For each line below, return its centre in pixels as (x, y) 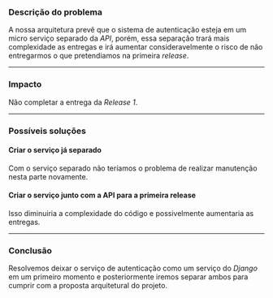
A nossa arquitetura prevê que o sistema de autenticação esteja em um (128, 30)
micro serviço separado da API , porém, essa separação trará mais (119, 38)
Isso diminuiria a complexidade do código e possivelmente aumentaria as (131, 213)
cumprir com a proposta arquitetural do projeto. (88, 286)
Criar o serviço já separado (55, 150)
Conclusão (30, 250)
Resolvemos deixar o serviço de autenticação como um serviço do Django (133, 268)
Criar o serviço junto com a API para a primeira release (102, 195)
